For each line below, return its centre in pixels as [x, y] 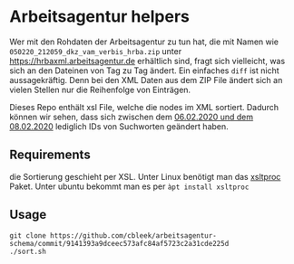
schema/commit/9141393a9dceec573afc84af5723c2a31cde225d [119, 243]
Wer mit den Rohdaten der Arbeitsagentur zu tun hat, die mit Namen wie [144, 42]
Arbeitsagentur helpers [100, 17]
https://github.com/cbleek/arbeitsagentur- [133, 236]
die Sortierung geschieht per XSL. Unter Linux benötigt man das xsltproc [145, 176]
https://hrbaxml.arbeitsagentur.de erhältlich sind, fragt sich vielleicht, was [147, 61]
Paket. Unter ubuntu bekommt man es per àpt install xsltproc [129, 186]
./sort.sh [28, 251]
